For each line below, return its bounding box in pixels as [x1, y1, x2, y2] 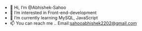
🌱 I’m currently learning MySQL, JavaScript [9, 15, 98, 20]
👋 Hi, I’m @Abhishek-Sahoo [9, 5, 66, 10]
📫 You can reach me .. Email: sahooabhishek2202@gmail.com [9, 20, 137, 26]
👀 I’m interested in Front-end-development [9, 10, 97, 15]
